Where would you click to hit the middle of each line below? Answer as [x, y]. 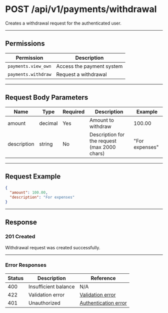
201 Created [20, 237]
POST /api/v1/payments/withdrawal [81, 9]
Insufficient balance [51, 286]
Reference [103, 278]
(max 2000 [102, 147]
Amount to [101, 120]
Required [73, 111]
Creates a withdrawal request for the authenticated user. [63, 23]
